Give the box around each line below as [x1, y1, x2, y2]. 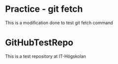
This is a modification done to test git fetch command [5, 20, 113, 26]
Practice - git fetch [5, 3, 83, 15]
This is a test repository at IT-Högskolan [5, 53, 86, 59]
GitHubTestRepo [5, 37, 74, 48]
